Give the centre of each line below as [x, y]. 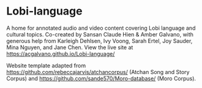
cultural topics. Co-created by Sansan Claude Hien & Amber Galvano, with [100, 34]
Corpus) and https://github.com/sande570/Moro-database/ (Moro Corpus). [101, 78]
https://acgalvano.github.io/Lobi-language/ [61, 53]
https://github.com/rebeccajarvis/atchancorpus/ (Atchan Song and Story [98, 72]
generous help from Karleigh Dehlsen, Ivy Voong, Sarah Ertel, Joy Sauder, [99, 41]
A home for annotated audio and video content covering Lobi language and [101, 28]
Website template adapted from [46, 66]
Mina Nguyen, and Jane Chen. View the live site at [70, 47]
